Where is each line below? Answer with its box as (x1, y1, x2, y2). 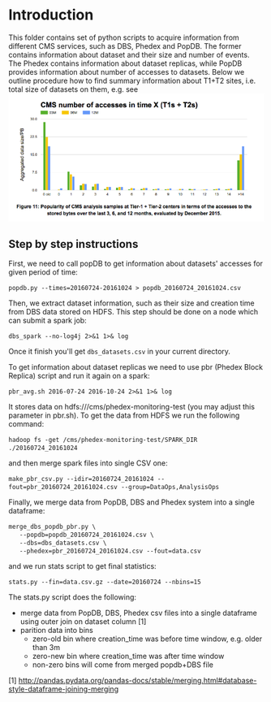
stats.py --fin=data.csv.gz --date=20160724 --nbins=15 (8, 578, 201, 587)
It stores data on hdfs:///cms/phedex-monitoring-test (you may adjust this (8, 402, 256, 412)
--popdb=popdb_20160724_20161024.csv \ (19, 531, 154, 539)
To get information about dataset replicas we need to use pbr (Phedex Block (8, 362, 264, 372)
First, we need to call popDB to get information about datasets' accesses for (8, 258, 264, 269)
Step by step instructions (8, 237, 139, 251)
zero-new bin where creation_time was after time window (32, 652, 225, 661)
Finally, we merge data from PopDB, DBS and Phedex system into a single (8, 497, 256, 507)
